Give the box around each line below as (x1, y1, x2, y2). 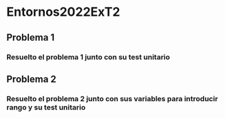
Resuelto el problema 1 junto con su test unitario (6, 52, 170, 62)
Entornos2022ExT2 (6, 4, 120, 20)
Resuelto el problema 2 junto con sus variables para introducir (6, 94, 218, 103)
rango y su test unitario (6, 102, 86, 112)
